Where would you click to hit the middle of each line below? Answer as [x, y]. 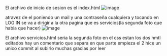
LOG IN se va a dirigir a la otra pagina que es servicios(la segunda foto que [84, 23]
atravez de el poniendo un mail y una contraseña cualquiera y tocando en [82, 17]
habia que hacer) [23, 28]
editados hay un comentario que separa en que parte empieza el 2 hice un [83, 43]
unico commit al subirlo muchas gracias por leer [56, 48]
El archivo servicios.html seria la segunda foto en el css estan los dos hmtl [83, 38]
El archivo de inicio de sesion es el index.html [53, 8]
